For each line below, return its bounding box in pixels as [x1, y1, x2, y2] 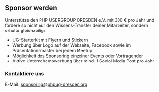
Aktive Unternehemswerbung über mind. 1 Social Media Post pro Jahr [12, 58, 154, 63]
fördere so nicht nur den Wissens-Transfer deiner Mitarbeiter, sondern [5, 22, 148, 28]
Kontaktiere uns [5, 70, 44, 77]
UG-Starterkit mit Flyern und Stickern [12, 37, 88, 43]
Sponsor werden [5, 4, 58, 12]
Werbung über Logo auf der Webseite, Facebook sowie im [12, 42, 131, 48]
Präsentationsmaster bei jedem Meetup [12, 47, 93, 53]
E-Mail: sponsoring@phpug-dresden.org [5, 81, 88, 88]
